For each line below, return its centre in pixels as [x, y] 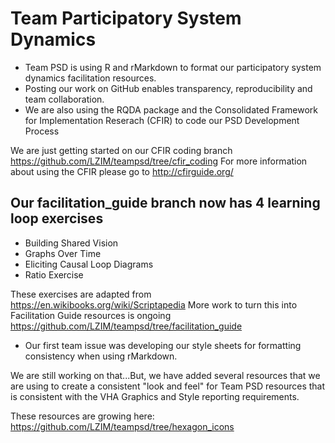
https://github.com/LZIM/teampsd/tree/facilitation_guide [126, 326]
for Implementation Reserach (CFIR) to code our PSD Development [162, 120]
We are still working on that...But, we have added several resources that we [165, 375]
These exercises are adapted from [81, 294]
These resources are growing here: [82, 416]
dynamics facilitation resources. [90, 78]
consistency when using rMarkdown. [101, 356]
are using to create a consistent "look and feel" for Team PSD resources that [168, 386]
